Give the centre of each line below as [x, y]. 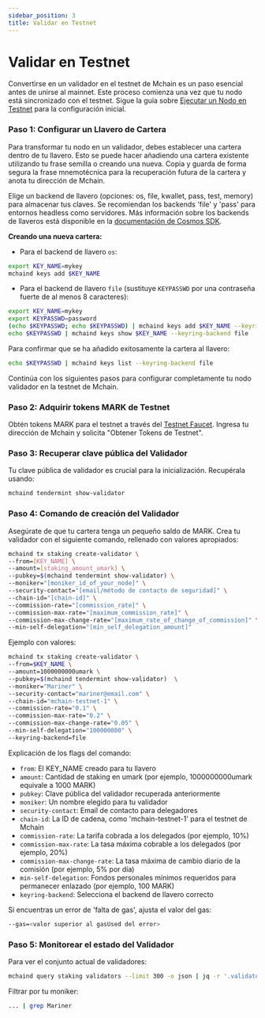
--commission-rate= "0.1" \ [52, 709]
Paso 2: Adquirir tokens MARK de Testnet [89, 407]
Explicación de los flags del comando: [70, 753]
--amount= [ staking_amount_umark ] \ [67, 569]
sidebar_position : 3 [42, 15]
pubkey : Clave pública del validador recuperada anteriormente [120, 793]
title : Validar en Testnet [52, 23]
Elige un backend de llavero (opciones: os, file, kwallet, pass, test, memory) [131, 195]
